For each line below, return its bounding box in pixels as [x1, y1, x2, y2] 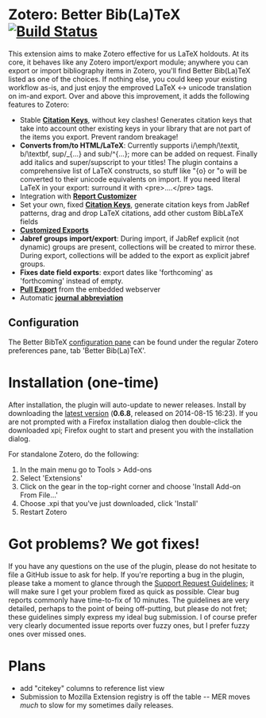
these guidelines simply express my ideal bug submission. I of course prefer [8, 612, 257, 622]
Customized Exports [19, 225, 89, 234]
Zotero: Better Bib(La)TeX [8, 6, 181, 24]
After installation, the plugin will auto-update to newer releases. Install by [8, 400, 247, 410]
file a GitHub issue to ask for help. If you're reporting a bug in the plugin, [8, 570, 245, 579]
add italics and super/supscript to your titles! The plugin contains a [19, 157, 238, 167]
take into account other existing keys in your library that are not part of [19, 124, 252, 133]
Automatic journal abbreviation [19, 292, 124, 302]
